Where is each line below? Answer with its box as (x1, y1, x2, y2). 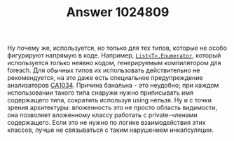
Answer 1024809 (66, 4, 170, 20)
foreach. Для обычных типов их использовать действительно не (7, 66, 200, 74)
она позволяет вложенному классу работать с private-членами (7, 111, 198, 119)
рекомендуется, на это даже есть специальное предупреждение (7, 74, 203, 82)
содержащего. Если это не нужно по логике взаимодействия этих (7, 119, 206, 127)
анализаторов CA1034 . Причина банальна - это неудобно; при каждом (7, 81, 219, 90)
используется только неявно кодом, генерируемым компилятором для (7, 59, 221, 67)
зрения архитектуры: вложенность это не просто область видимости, (7, 103, 218, 112)
